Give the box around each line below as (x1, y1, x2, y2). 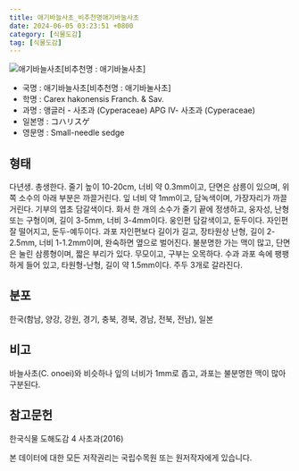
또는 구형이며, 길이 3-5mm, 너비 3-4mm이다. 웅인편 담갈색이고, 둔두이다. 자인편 (9, 215, 288, 226)
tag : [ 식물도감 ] (9, 38, 62, 47)
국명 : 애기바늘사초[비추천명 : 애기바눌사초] (21, 82, 171, 94)
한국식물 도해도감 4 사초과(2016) (9, 433, 124, 443)
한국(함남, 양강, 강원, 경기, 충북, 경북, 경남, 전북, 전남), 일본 (9, 314, 214, 324)
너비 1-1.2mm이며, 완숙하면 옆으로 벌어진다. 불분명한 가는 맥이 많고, (38, 238, 274, 248)
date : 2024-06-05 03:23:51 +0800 (9, 21, 134, 30)
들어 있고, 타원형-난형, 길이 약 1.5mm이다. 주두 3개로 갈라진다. (25, 260, 244, 271)
